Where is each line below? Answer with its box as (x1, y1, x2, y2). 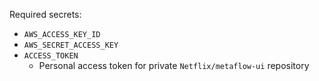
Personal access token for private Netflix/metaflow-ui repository (38, 60, 310, 71)
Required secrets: (9, 9, 82, 20)
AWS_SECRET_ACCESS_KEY (23, 40, 119, 50)
